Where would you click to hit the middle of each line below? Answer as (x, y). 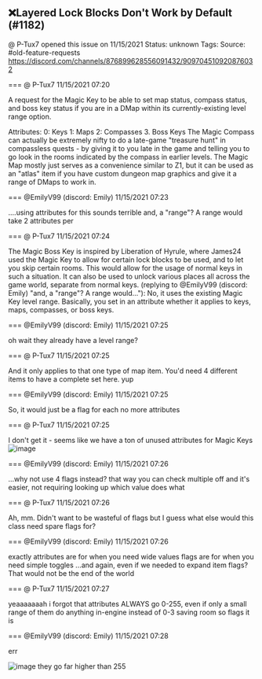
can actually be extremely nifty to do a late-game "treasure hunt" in (117, 140)
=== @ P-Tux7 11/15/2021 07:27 (59, 589)
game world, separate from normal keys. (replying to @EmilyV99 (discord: (128, 284)
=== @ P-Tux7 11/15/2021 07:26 (59, 502)
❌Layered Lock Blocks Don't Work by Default (120, 13)
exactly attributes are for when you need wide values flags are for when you (131, 556)
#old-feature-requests (44, 52)
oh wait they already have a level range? (73, 340)
